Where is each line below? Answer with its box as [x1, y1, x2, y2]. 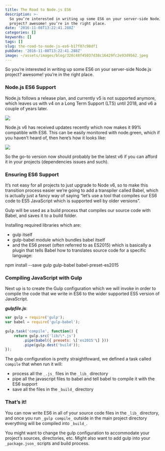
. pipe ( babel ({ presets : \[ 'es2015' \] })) [23, 338, 109, 343]
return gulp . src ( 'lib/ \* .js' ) [14, 333, 76, 338]
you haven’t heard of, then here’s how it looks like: [5, 135, 107, 141]
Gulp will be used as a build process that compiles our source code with [5, 207, 151, 213]
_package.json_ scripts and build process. [5, 440, 90, 446]
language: [12, 252, 33, 258]
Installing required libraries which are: [5, 222, 82, 228]
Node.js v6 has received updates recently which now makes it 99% [5, 124, 141, 130]
